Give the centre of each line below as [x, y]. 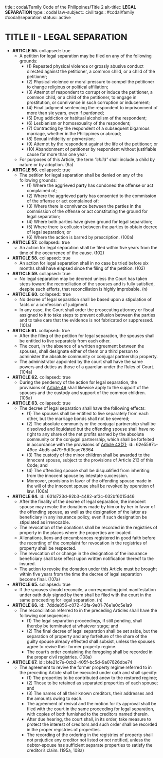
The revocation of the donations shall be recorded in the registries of [88, 527]
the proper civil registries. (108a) [59, 657]
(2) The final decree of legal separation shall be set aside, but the [92, 631]
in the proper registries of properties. [64, 729]
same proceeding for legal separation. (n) [61, 600]
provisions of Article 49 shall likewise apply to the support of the [84, 387]
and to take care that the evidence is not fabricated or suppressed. [86, 320]
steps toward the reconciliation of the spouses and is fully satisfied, [87, 284]
